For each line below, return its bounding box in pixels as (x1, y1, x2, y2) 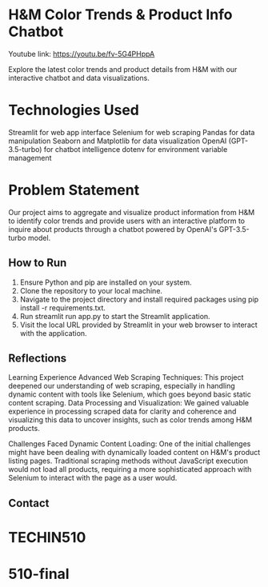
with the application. (19, 328, 87, 337)
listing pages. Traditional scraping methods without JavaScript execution (8, 456, 248, 465)
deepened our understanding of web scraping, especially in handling (8, 381, 236, 391)
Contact (8, 496, 50, 509)
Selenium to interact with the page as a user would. (8, 473, 178, 483)
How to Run (8, 256, 67, 270)
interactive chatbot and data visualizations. (8, 73, 150, 82)
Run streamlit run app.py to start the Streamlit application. (19, 311, 210, 321)
